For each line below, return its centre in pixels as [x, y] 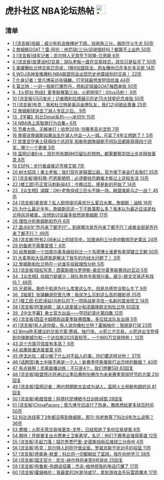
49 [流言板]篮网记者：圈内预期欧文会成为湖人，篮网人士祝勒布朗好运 [81, 387]
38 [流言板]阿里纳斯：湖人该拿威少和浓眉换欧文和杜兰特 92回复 [76, 307]
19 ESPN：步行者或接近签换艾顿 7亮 [48, 166]
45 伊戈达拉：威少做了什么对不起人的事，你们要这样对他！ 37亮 [76, 356]
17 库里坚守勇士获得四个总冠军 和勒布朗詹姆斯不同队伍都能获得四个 [80, 141]
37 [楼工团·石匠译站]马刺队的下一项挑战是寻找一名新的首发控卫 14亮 [81, 301]
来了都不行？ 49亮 [31, 233]
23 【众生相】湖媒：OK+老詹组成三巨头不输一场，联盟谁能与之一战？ [82, 190]
